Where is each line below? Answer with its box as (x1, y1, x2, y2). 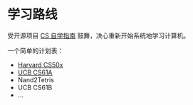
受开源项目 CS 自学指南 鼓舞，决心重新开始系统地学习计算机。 (7, 31, 190, 40)
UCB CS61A (17, 68, 53, 77)
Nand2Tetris (17, 75, 55, 84)
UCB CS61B (17, 83, 53, 92)
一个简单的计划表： (7, 46, 64, 55)
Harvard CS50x (17, 60, 63, 69)
